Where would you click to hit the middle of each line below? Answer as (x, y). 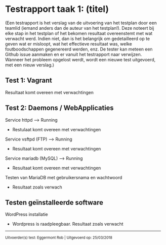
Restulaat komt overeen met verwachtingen (57, 129)
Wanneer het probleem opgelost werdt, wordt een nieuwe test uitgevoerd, (80, 59)
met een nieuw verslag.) (30, 65)
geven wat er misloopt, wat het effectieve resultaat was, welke (69, 44)
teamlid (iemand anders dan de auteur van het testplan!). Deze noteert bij (80, 28)
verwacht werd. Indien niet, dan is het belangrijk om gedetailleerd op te (78, 39)
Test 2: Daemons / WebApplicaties (60, 108)
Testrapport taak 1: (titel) (57, 9)
